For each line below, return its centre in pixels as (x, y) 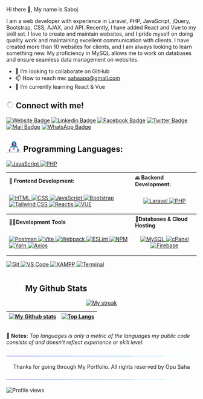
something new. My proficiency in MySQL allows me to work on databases (99, 53)
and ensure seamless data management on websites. (72, 60)
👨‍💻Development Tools (37, 222)
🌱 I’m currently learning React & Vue (60, 87)
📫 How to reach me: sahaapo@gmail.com (68, 78)
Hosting (145, 225)
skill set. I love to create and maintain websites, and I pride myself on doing (100, 34)
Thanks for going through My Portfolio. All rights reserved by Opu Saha (101, 367)
